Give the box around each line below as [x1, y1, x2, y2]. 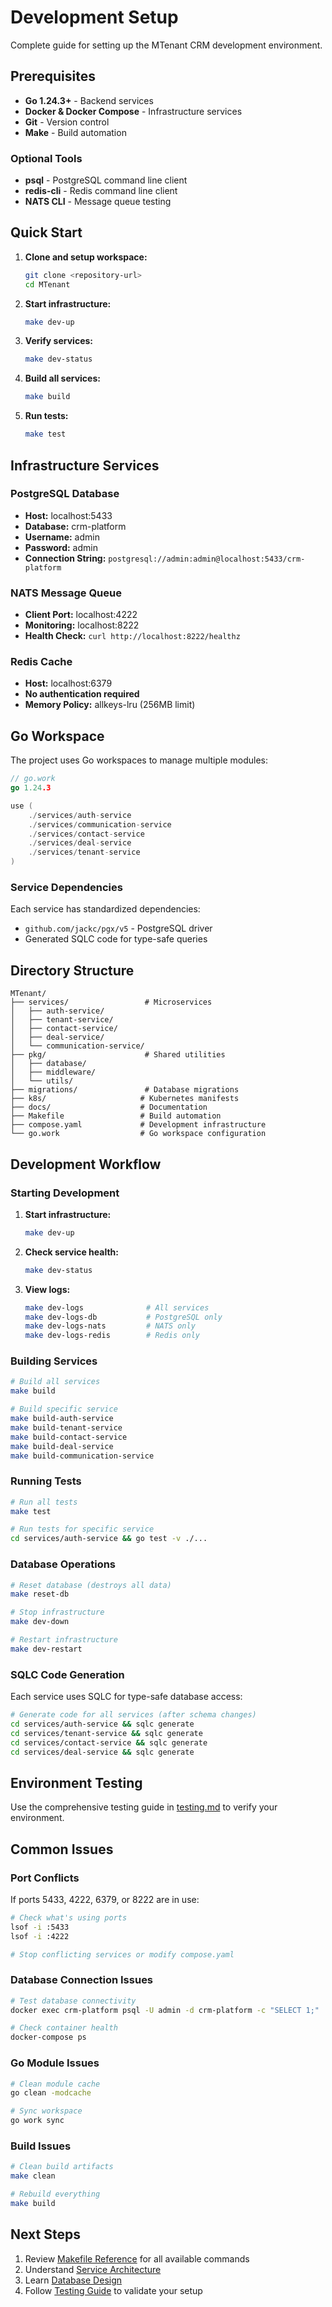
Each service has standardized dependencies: [10, 903, 201, 915]
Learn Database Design [24, 2274, 123, 2286]
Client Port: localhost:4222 [24, 609, 138, 621]
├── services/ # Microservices [10, 997, 213, 1008]
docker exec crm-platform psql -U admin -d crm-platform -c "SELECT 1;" [10, 2005, 320, 2015]
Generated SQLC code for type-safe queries [24, 933, 208, 945]
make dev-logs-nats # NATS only [24, 1321, 196, 1331]
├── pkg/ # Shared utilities [10, 1050, 226, 1060]
